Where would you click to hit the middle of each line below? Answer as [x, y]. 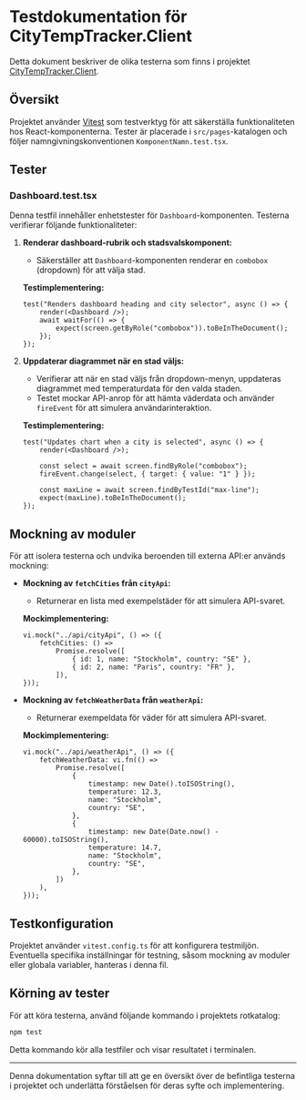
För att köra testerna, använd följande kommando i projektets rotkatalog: [145, 1015]
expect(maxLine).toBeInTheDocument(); [113, 499]
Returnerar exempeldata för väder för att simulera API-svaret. [151, 718]
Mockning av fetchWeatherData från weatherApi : [113, 700]
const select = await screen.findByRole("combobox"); [143, 467]
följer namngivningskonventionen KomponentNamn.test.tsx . [119, 141]
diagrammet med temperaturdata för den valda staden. [139, 388]
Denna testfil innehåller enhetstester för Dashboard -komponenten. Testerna [149, 215]
